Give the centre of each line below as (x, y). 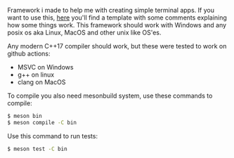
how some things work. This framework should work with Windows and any (117, 25)
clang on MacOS (41, 82)
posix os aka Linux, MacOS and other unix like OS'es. (84, 32)
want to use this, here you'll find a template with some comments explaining (117, 18)
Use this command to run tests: (53, 136)
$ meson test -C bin (38, 149)
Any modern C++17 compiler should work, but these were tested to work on (117, 46)
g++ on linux (36, 74)
